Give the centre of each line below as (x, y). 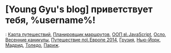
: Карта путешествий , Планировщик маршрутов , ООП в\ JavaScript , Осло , (86, 34)
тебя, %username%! (51, 20)
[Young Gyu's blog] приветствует (79, 9)
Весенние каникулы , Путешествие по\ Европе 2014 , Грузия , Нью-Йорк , (83, 40)
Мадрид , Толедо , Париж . (33, 45)
